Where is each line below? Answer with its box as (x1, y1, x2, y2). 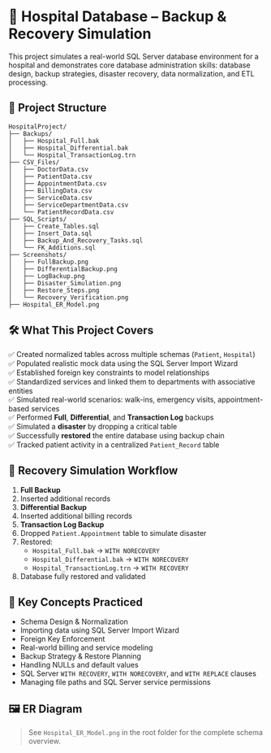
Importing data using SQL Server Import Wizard (19, 625, 180, 635)
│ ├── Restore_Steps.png (8, 286, 100, 294)
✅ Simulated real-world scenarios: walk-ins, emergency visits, (8, 394, 217, 404)
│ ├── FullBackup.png (8, 258, 89, 266)
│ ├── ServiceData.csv (8, 194, 92, 202)
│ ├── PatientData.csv (8, 172, 92, 181)
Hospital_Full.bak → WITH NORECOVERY (32, 546, 160, 555)
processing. (8, 77, 49, 87)
